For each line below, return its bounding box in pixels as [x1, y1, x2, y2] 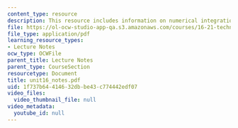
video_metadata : [7, 103, 55, 110]
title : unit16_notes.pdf [7, 76, 81, 84]
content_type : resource [7, 10, 78, 18]
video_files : [7, 90, 46, 97]
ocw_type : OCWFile [7, 50, 62, 58]
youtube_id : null [13, 110, 65, 117]
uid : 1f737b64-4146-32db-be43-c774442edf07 [7, 83, 138, 90]
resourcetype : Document [7, 70, 78, 77]
